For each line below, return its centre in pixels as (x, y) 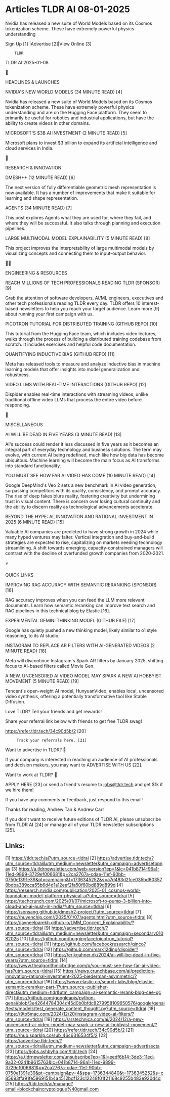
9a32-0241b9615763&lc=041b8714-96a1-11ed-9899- (60, 1062)
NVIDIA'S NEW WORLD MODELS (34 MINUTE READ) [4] (64, 92)
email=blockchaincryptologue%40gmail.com (52, 1089)
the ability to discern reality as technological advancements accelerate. (80, 507)
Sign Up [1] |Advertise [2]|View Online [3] (49, 43)
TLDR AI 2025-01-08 (27, 62)
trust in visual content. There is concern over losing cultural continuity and (83, 501)
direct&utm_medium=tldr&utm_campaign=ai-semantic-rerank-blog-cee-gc (83, 992)
